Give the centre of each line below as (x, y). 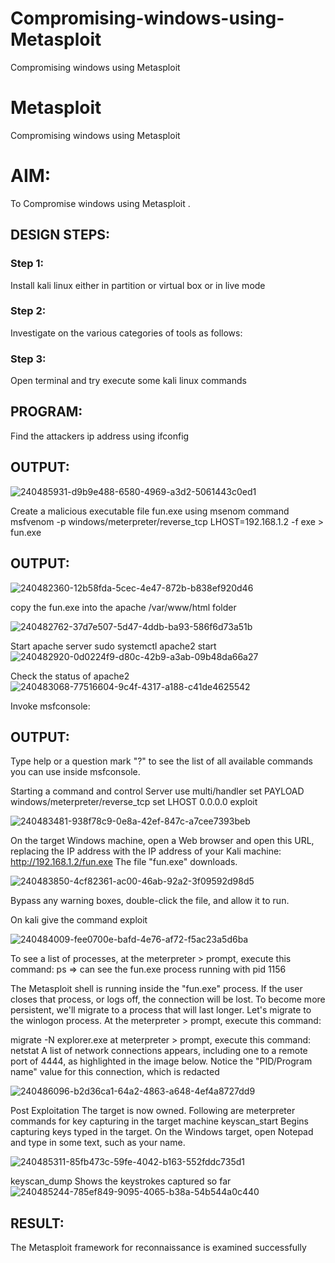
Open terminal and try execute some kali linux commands (128, 381)
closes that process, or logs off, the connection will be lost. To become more (168, 999)
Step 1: (27, 264)
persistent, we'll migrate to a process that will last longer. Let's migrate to (161, 1010)
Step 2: (28, 311)
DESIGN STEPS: (60, 235)
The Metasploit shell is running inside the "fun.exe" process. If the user (156, 989)
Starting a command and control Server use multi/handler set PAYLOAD (157, 791)
